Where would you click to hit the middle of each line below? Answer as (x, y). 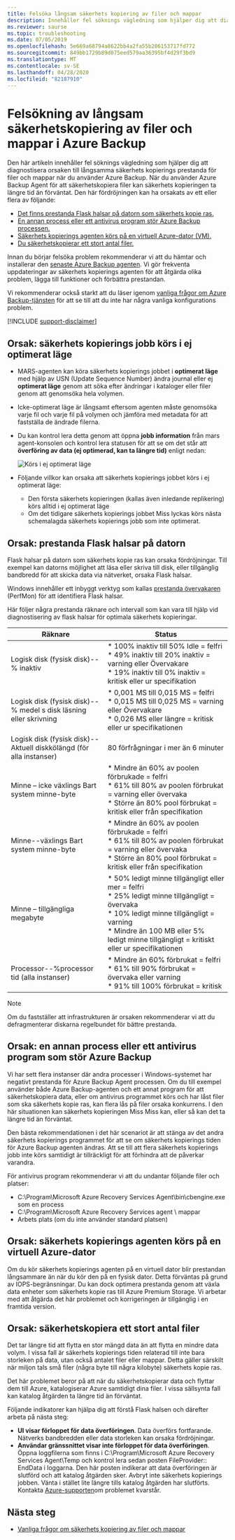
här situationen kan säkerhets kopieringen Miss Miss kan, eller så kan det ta (116, 1111)
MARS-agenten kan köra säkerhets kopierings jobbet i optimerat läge (117, 372)
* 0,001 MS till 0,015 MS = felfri (161, 693)
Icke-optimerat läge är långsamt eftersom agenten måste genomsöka (117, 407)
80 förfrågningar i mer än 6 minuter (165, 747)
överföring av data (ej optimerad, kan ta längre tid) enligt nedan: (112, 451)
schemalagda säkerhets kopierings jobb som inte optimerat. (114, 521)
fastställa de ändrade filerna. (58, 422)
